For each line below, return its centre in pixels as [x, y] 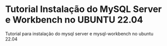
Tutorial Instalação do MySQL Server [83, 9]
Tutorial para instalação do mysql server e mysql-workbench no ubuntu [79, 33]
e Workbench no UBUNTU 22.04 [74, 20]
